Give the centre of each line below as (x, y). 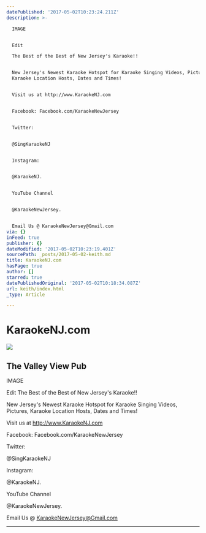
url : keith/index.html (35, 289)
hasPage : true (25, 266)
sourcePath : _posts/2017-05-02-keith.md (59, 255)
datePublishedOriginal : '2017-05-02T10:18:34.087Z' (74, 283)
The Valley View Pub (47, 366)
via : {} (16, 232)
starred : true (25, 277)
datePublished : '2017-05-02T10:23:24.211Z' (63, 12)
